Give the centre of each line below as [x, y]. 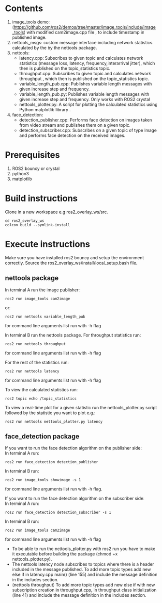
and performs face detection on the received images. [72, 135]
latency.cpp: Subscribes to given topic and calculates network [81, 58]
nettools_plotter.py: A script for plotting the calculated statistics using [88, 104]
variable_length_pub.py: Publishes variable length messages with [84, 94]
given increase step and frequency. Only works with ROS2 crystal [85, 99]
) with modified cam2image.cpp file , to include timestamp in [84, 32]
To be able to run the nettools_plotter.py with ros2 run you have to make [84, 549]
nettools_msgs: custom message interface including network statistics [82, 42]
